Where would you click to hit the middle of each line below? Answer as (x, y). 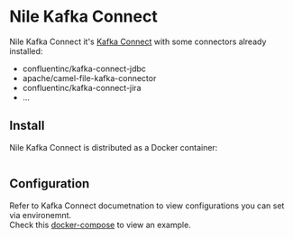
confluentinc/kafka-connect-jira (82, 87)
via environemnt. (41, 215)
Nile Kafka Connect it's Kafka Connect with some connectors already (138, 41)
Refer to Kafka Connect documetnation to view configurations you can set (147, 206)
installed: (26, 51)
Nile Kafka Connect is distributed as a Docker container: (114, 147)
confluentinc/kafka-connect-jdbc (84, 69)
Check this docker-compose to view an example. (100, 225)
